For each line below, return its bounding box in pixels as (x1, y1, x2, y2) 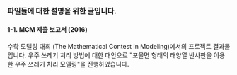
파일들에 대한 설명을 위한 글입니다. (7, 6, 117, 16)
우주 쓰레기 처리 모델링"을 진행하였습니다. (14, 60, 129, 69)
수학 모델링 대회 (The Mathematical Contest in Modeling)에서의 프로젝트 (7, 42, 212, 51)
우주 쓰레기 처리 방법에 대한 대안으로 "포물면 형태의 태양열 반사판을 (28, 51, 212, 59)
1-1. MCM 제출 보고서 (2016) (7, 25, 88, 33)
